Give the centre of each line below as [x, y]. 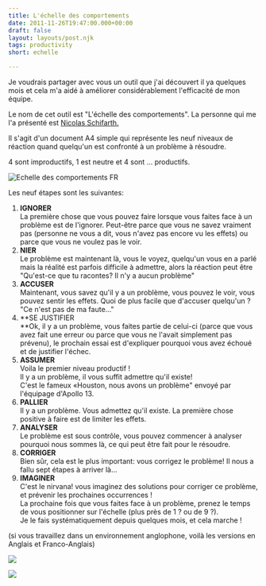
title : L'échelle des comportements [69, 15]
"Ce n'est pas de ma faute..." [67, 309]
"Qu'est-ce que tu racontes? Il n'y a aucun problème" [107, 276]
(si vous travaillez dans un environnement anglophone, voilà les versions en [132, 536]
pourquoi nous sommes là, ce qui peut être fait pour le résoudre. [125, 444]
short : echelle [33, 52]
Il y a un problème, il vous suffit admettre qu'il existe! [106, 377]
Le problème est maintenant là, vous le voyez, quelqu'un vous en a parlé [138, 258]
